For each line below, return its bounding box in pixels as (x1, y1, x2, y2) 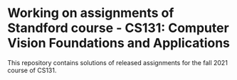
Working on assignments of (7, 5, 174, 21)
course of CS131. (7, 66, 57, 74)
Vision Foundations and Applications (7, 35, 230, 51)
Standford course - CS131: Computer (7, 20, 229, 36)
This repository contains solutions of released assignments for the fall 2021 (7, 58, 228, 67)
